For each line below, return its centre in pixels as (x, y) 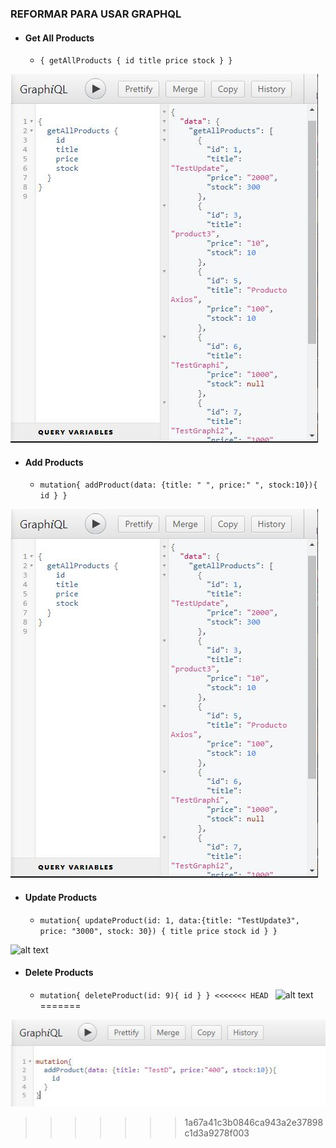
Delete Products (59, 973)
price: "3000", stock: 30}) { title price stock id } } (158, 931)
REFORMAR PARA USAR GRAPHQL (96, 14)
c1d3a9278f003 (217, 1133)
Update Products (61, 897)
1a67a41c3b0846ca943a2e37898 (254, 1122)
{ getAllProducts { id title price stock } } (136, 61)
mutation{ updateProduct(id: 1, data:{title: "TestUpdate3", (169, 920)
